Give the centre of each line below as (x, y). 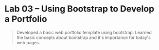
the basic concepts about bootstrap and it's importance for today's (84, 37)
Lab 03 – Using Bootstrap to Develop (79, 9)
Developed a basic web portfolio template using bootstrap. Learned (84, 32)
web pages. (28, 42)
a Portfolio (26, 19)
